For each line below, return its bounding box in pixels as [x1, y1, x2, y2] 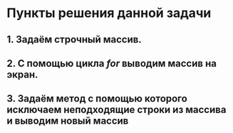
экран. [6, 68, 38, 80]
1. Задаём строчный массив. [6, 33, 142, 46]
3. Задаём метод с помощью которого [6, 92, 188, 105]
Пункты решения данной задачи [6, 5, 212, 21]
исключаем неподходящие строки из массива [6, 104, 227, 116]
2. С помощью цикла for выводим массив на [6, 57, 217, 69]
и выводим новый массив [6, 115, 129, 127]
